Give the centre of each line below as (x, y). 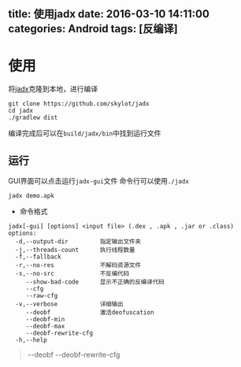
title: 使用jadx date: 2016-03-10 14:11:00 (109, 14)
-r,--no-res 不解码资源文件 (78, 265)
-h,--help (31, 340)
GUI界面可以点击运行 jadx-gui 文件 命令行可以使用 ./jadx (98, 181)
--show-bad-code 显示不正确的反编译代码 (95, 282)
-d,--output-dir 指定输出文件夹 (78, 242)
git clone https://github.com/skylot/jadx (79, 104)
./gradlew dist (33, 118)
